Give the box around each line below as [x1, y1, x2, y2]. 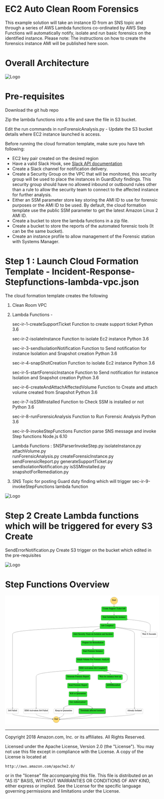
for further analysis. [12, 192, 52, 198]
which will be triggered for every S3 [5, 520, 153, 531]
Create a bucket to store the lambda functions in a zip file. [12, 218, 129, 224]
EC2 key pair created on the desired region [12, 155, 99, 161]
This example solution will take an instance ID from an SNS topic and [5, 20, 143, 25]
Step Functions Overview [5, 579, 110, 590]
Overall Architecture [5, 58, 89, 69]
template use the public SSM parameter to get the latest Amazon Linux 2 [12, 207, 159, 213]
